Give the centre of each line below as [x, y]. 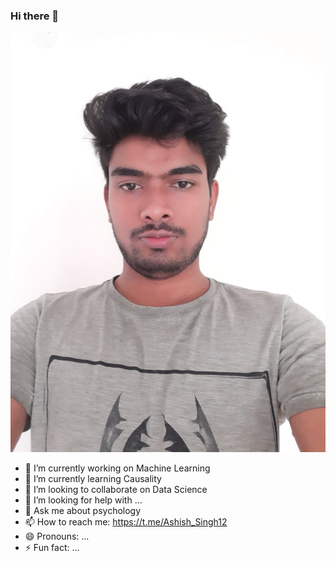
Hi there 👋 [35, 16]
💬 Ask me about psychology [83, 511]
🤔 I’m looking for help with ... [83, 500]
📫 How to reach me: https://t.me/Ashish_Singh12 [126, 522]
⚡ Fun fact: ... [52, 548]
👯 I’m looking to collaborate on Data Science [116, 490]
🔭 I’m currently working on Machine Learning [117, 468]
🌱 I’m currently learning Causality [93, 479]
